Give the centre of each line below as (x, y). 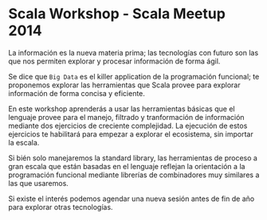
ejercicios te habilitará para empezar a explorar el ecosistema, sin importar (131, 134)
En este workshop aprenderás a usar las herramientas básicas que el (122, 109)
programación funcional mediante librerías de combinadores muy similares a (134, 175)
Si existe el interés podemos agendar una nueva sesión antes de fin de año (132, 199)
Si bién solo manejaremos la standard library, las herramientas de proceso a (133, 158)
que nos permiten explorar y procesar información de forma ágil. (114, 61)
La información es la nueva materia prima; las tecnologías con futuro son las (133, 52)
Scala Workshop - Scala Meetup (117, 14)
